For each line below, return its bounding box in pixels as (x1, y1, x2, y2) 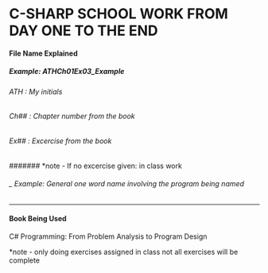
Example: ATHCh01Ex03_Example (9, 67, 125, 76)
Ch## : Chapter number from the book (9, 111, 136, 121)
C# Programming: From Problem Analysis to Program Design (9, 232, 208, 241)
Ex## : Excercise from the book (9, 136, 112, 146)
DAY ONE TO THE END (9, 21, 158, 40)
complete (9, 255, 41, 265)
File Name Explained (9, 49, 78, 58)
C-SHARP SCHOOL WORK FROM (9, 5, 229, 23)
